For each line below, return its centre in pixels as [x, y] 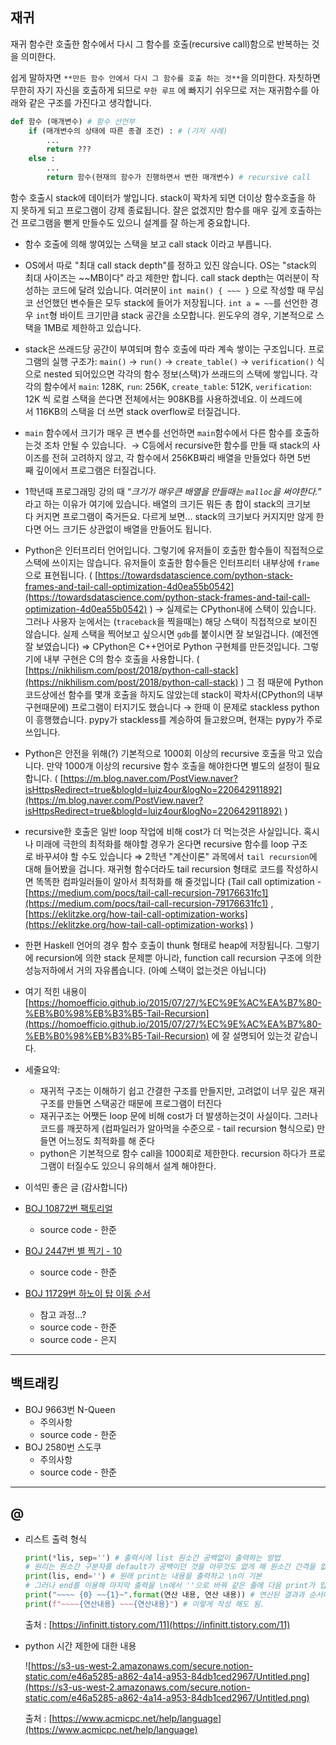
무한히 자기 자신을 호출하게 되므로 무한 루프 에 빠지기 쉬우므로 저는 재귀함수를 [159, 90]
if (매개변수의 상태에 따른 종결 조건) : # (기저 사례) [128, 131]
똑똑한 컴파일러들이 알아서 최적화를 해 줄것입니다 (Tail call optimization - [178, 881]
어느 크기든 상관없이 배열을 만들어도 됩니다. [127, 529]
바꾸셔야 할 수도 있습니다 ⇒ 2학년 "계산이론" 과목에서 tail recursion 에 [176, 856]
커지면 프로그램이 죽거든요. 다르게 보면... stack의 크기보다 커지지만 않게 [174, 516]
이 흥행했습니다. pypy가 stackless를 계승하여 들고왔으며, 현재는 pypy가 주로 [173, 719]
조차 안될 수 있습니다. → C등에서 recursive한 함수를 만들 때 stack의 [176, 445]
